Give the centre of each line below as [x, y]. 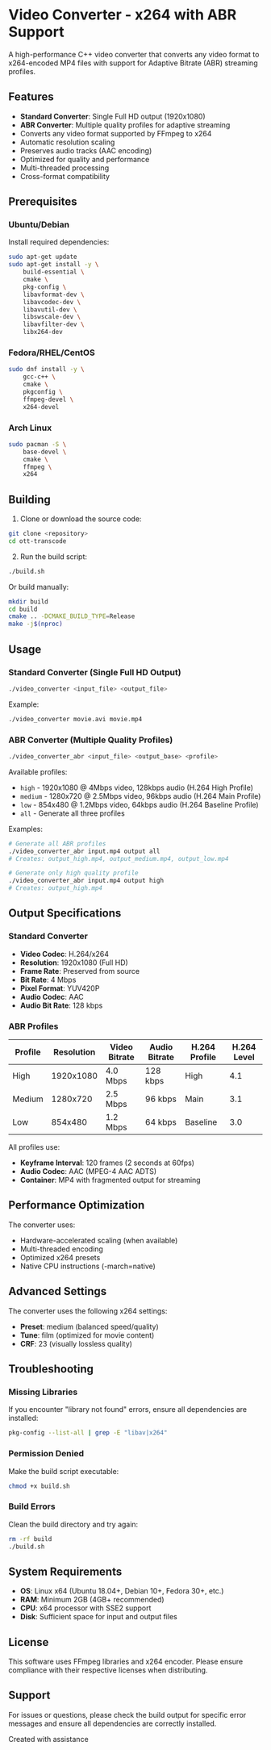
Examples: [25, 829]
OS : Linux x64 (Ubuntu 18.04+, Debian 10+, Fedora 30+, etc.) [122, 1591]
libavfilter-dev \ [54, 324]
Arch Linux [30, 428]
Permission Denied [46, 1454]
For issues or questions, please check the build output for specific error [127, 1714]
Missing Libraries [43, 1392]
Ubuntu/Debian [39, 225]
